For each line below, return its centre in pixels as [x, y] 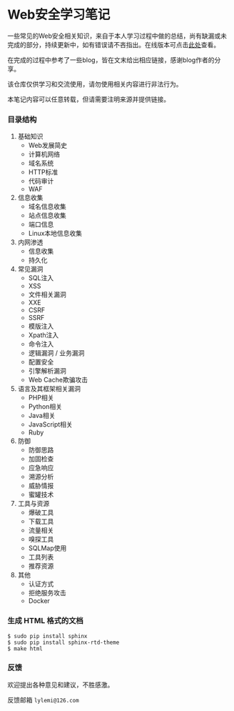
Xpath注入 [44, 335]
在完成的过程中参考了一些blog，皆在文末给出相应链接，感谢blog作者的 [111, 60]
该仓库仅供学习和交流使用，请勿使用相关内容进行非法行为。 [95, 84]
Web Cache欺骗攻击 [58, 380]
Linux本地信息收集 [55, 234]
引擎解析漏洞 [47, 371]
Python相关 [45, 407]
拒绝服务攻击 [47, 593]
